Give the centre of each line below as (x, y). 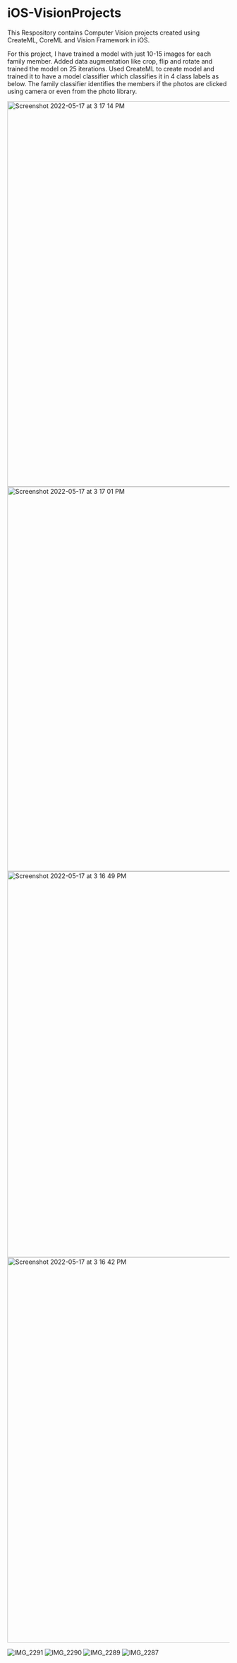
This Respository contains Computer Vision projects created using (103, 32)
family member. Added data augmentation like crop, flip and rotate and (110, 61)
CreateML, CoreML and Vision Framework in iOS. (79, 40)
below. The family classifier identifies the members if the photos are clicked (117, 83)
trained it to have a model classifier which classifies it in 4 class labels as (113, 76)
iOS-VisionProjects (65, 13)
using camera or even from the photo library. (72, 91)
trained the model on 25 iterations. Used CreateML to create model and (111, 69)
